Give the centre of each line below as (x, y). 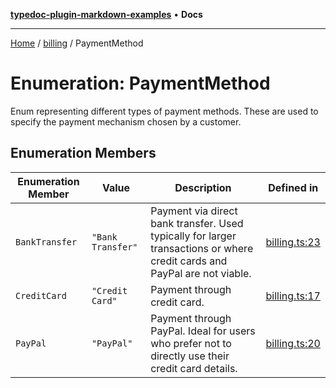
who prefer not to (191, 343)
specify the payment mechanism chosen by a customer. (126, 121)
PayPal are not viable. (201, 273)
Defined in (293, 187)
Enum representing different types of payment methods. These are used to (164, 111)
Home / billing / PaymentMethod (77, 43)
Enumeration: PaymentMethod (140, 83)
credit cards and (189, 261)
